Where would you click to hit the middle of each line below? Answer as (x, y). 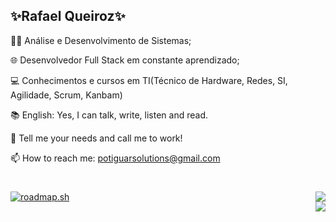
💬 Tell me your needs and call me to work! (96, 138)
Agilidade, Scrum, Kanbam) (66, 95)
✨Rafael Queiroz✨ (68, 16)
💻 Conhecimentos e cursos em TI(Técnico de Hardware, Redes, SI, (149, 80)
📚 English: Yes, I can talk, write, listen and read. (109, 115)
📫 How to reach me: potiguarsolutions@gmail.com (115, 158)
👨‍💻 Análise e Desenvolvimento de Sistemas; (101, 40)
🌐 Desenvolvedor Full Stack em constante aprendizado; (125, 60)
